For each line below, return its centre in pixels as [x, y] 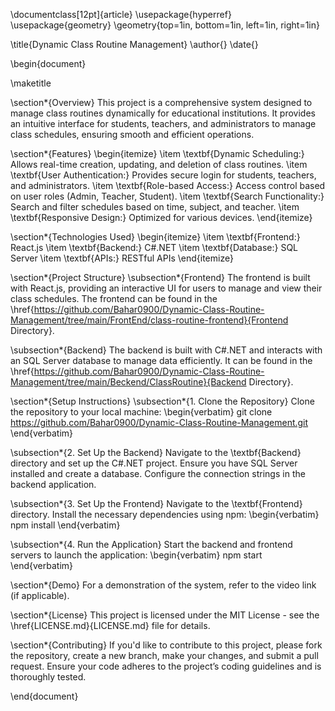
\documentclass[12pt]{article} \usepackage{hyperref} [121, 14]
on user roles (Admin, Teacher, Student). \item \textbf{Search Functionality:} [167, 196]
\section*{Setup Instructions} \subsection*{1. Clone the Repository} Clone [162, 401]
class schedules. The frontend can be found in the [114, 298]
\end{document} [44, 696]
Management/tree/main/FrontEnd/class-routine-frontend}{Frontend [149, 320]
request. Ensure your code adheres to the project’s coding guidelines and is [166, 666]
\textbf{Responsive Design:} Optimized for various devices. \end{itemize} [161, 217]
